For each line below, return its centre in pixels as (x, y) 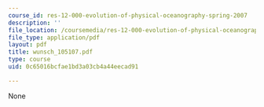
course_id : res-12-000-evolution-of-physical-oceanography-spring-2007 (128, 15)
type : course (29, 60)
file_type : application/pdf (54, 37)
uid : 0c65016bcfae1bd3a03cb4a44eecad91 (73, 67)
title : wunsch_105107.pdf (50, 52)
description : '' (35, 23)
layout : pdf (27, 45)
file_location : (33, 30)
